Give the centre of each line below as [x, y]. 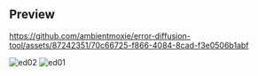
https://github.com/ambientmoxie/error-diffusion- [100, 35]
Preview [32, 15]
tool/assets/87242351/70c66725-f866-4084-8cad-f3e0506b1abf [129, 45]
